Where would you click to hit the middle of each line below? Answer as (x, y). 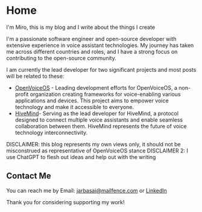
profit (22, 94)
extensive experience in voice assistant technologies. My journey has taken (100, 45)
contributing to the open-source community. (61, 58)
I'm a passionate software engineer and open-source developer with (91, 39)
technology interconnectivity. (51, 132)
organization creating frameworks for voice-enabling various (105, 94)
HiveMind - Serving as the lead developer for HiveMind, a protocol (97, 113)
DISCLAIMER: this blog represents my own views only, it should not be (93, 144)
